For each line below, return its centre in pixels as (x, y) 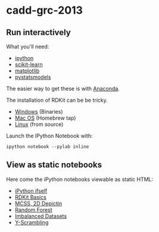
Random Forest (33, 209)
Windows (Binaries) (39, 112)
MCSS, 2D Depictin (38, 203)
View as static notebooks (54, 165)
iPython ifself (31, 190)
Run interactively (39, 32)
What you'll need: (28, 46)
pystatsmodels (33, 77)
